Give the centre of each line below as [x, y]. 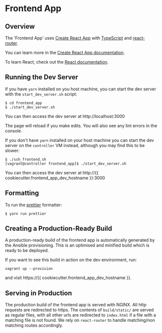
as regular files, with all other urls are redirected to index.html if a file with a [81, 315]
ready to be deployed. [27, 250]
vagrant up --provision [29, 269]
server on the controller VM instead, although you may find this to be [75, 145]
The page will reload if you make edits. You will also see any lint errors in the [81, 125]
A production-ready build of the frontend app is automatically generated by [80, 240]
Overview [20, 26]
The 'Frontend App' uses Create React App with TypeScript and [68, 38]
